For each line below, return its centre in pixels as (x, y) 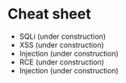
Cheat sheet (49, 14)
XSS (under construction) (61, 44)
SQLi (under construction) (63, 36)
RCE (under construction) (61, 62)
